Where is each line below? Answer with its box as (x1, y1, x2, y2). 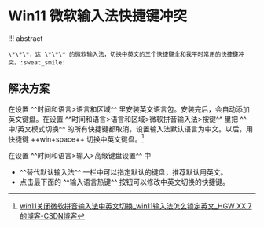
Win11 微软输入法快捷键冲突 (8, 7, 187, 25)
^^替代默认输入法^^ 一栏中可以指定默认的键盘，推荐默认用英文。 (19, 167, 228, 177)
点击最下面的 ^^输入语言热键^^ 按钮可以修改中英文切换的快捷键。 (19, 178, 230, 187)
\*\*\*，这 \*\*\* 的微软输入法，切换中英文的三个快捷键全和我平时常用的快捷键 (8, 50, 239, 58)
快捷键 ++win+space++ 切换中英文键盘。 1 (8, 133, 145, 144)
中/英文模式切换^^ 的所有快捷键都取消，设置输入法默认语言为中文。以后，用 (8, 123, 254, 134)
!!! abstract (8, 33, 43, 43)
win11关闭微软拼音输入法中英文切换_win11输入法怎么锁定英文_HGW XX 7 (19, 201, 253, 211)
